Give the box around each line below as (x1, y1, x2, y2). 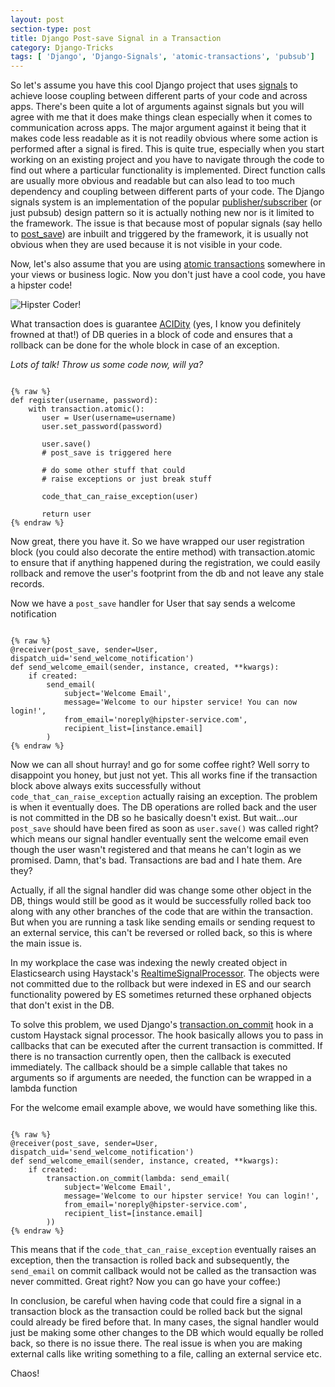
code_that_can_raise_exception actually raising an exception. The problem (10, 791, 318, 803)
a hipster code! (10, 279, 73, 291)
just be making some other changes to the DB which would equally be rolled (10, 1327, 324, 1339)
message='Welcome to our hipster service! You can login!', (63, 1191, 320, 1201)
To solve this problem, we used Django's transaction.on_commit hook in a (10, 1019, 314, 1031)
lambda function (10, 1082, 78, 1095)
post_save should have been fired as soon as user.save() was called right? (10, 822, 319, 835)
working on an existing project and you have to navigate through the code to (10, 154, 325, 166)
